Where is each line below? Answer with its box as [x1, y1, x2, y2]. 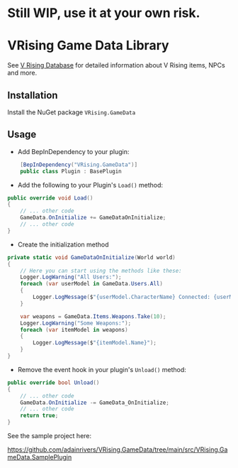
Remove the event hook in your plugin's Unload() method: [17, 365, 186, 374]
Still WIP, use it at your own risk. [7, 5, 200, 21]
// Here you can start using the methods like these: [20, 267, 182, 274]
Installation [7, 89, 58, 101]
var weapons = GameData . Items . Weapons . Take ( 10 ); [20, 312, 166, 320]
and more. [7, 69, 38, 77]
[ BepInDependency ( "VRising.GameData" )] [20, 161, 138, 168]
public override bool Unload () [7, 379, 100, 386]
